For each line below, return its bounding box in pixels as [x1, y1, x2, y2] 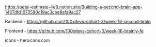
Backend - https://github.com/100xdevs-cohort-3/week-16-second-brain [5, 19, 151, 24]
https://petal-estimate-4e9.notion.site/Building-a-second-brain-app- [5, 4, 142, 10]
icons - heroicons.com [5, 37, 50, 43]
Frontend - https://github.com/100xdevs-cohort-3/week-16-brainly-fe [5, 28, 144, 33]
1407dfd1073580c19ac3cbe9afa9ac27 [5, 9, 81, 15]
